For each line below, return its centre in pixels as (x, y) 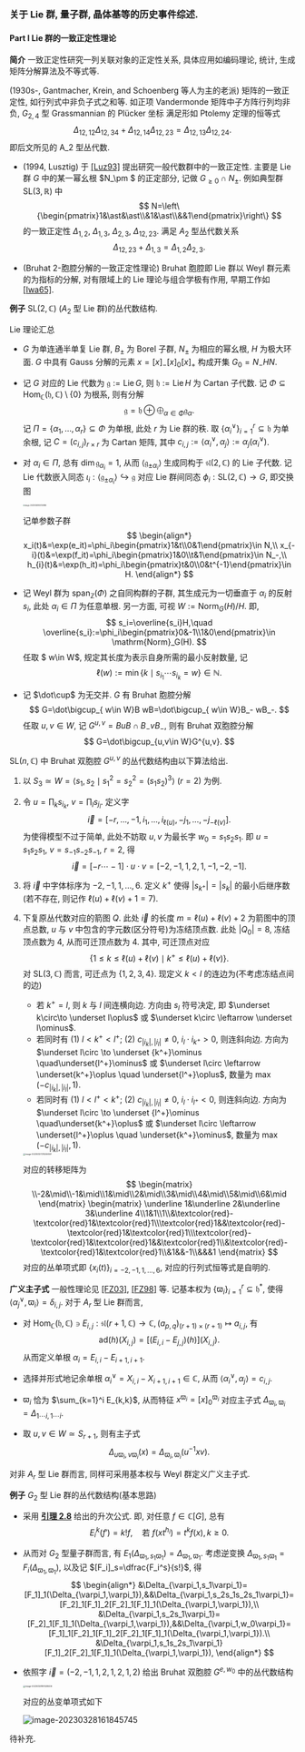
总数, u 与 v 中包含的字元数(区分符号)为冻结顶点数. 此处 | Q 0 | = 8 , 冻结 (160, 930)
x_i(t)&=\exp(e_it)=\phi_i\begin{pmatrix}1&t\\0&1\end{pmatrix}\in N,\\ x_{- (159, 545)
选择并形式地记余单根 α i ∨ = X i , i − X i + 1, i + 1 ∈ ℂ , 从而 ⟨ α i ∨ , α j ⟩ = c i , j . (148, 1379)
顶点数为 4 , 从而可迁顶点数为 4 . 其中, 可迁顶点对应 (116, 942)
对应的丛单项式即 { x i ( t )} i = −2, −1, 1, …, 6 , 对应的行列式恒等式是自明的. (146, 1269)
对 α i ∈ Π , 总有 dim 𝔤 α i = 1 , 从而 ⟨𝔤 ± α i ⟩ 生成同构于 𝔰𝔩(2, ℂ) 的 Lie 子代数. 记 (157, 464)
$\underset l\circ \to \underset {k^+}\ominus (119, 1053)
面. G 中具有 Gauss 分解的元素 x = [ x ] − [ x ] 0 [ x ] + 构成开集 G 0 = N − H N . (150, 363)
